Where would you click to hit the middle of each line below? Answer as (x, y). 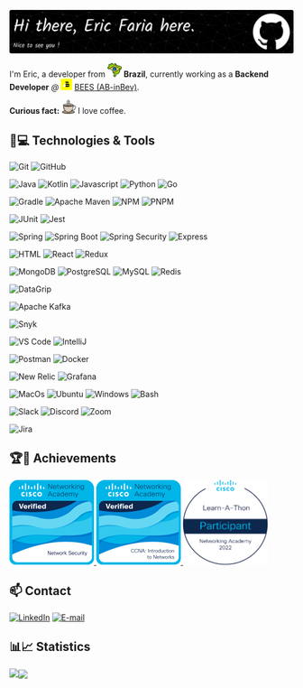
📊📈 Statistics (50, 647)
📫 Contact (41, 591)
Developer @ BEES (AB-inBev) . (74, 88)
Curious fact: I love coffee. (68, 111)
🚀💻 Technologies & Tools (83, 140)
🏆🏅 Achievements (63, 458)
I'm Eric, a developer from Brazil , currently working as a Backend (139, 74)
